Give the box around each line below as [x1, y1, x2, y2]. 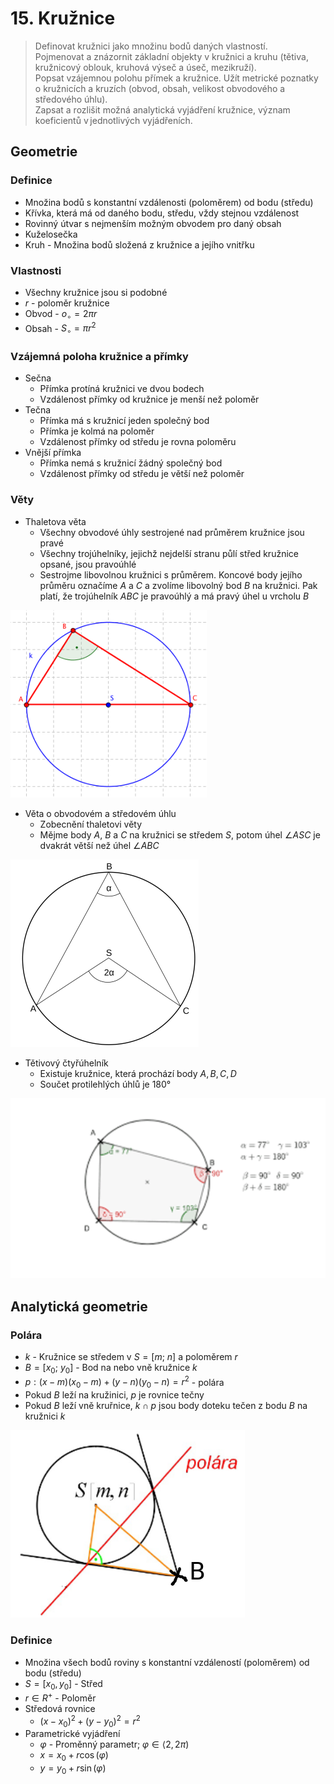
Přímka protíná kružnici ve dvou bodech [39, 383, 205, 395]
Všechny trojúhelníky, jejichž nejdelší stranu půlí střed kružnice [39, 547, 299, 559]
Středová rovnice [24, 1703, 96, 1714]
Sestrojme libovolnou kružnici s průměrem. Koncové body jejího [39, 568, 303, 581]
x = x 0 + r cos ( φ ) [39, 1749, 109, 1764]
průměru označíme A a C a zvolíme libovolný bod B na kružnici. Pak [39, 579, 318, 591]
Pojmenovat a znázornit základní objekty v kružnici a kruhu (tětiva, [34, 50, 309, 62]
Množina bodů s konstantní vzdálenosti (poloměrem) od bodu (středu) [24, 196, 314, 208]
